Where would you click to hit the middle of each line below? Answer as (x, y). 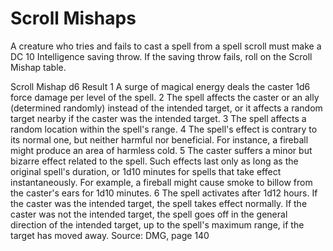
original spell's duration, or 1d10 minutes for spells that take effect (146, 171)
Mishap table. (38, 67)
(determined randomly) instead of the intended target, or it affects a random (166, 108)
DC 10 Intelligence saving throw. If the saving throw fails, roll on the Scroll (161, 56)
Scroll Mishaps (73, 18)
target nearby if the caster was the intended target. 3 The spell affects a (158, 118)
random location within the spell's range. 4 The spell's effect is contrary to (164, 129)
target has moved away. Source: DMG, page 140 (110, 235)
